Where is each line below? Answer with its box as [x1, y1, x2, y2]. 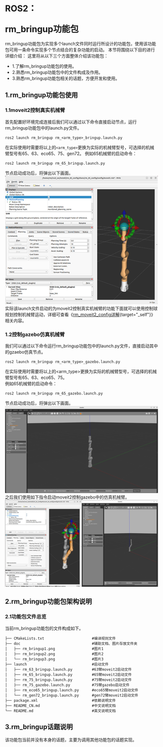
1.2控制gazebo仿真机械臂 [5, 331, 65, 337]
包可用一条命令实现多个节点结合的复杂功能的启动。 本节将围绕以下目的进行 [5, 47, 155, 53]
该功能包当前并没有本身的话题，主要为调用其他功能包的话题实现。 [5, 737, 137, 743]
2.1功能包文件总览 [5, 613, 47, 620]
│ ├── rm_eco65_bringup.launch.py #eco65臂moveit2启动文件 [5, 688, 138, 692]
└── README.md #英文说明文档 [5, 708, 116, 713]
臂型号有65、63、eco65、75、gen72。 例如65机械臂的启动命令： [5, 150, 137, 156]
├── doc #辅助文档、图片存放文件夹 [5, 641, 138, 646]
